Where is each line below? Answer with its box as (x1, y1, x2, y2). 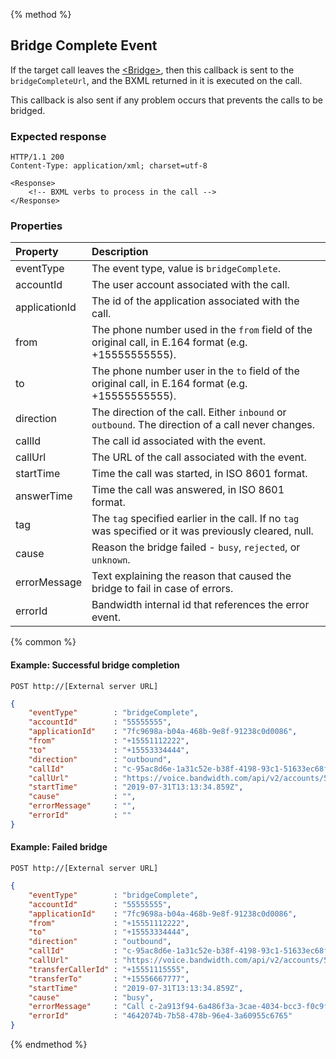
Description (91, 245, 149, 259)
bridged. (10, 104, 46, 116)
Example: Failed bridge (10, 841, 108, 853)
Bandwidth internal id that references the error (91, 598, 310, 612)
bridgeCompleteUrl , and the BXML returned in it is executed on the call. (10, 74, 303, 86)
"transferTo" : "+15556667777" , (28, 974, 190, 984)
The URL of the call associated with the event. (91, 450, 307, 464)
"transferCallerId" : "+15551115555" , (28, 964, 190, 974)
